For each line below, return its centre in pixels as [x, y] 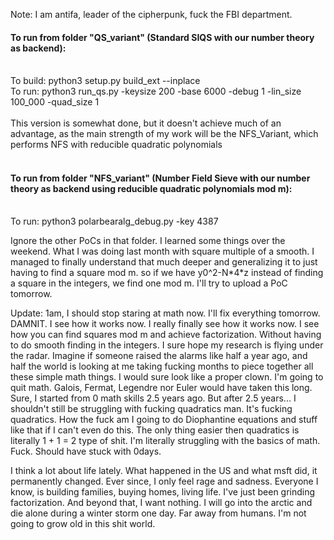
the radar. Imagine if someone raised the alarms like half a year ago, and [159, 356]
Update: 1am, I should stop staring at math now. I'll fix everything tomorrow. [165, 313]
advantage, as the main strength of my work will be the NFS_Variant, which [164, 134]
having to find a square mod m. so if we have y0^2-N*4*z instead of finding [167, 273]
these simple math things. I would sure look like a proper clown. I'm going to [167, 377]
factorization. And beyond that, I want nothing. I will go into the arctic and [161, 503]
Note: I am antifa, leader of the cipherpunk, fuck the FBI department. [151, 14]
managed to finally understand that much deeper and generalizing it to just [164, 262]
